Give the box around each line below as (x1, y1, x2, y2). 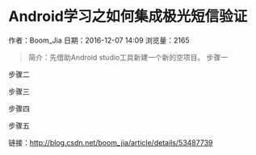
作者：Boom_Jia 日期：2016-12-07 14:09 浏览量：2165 (8, 35, 190, 45)
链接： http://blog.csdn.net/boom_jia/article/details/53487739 (8, 137, 213, 147)
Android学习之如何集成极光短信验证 (8, 7, 248, 26)
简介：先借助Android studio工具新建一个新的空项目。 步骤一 (27, 52, 229, 62)
